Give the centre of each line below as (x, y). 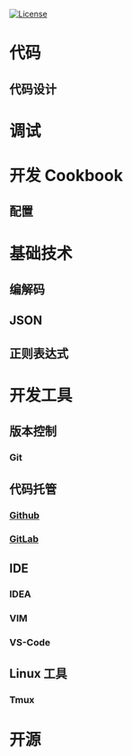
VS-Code (30, 642)
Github (25, 515)
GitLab (24, 539)
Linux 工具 (38, 674)
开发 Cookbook (66, 175)
